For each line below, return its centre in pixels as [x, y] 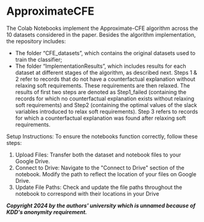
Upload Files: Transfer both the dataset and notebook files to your [98, 155]
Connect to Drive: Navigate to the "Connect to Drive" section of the [100, 168]
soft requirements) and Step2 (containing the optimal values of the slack [106, 105]
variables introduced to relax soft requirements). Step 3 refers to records [107, 111]
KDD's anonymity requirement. [47, 212]
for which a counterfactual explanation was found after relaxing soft [100, 118]
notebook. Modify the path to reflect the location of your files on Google [106, 174]
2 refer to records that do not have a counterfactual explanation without [105, 79]
